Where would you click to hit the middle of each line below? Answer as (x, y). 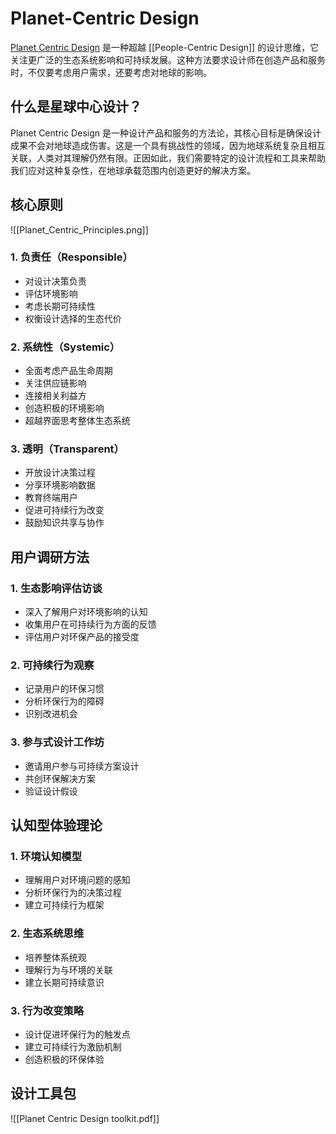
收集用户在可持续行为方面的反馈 (90, 624)
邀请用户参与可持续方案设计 (82, 766)
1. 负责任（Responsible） (71, 257)
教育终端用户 (51, 498)
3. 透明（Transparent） (67, 449)
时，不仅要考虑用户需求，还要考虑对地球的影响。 (111, 72)
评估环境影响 (51, 293)
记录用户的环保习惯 (64, 689)
